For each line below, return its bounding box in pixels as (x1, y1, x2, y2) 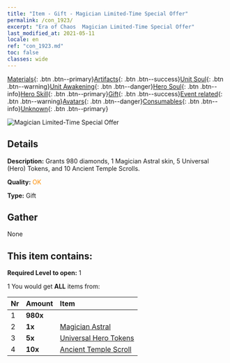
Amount (25, 299, 54, 309)
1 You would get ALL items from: (7, 282, 100, 290)
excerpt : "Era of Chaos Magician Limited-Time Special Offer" (7, 23, 195, 30)
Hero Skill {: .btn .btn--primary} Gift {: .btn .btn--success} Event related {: (20, 89, 223, 98)
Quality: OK (7, 177, 42, 186)
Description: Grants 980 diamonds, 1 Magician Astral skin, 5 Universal (7, 156, 209, 165)
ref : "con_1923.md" (7, 43, 64, 50)
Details (7, 138, 38, 150)
